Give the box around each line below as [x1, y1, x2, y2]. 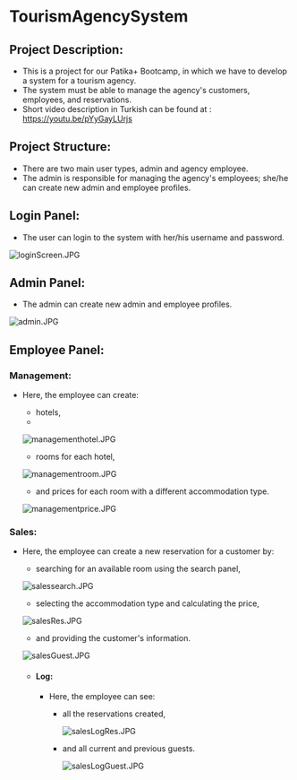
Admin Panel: [9, 275, 86, 290]
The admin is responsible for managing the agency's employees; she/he [21, 172, 289, 183]
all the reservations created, [62, 708, 165, 719]
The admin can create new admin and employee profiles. [21, 299, 233, 310]
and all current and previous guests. [62, 742, 195, 754]
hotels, [35, 407, 61, 418]
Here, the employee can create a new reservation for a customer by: [21, 546, 275, 557]
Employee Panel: [9, 342, 105, 358]
